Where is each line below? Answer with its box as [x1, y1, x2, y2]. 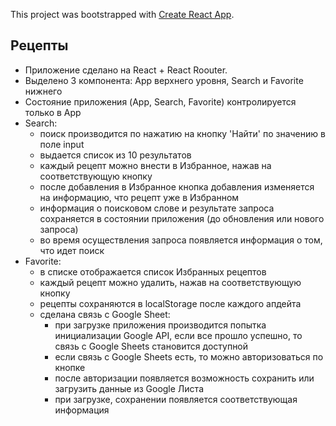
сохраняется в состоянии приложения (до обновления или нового [39, 212, 325, 224]
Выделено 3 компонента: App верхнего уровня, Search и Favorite [24, 74, 304, 86]
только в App [24, 106, 82, 118]
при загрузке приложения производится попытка [54, 319, 267, 331]
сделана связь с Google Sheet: [39, 308, 171, 320]
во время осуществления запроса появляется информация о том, [39, 234, 323, 246]
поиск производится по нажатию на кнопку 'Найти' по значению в [39, 127, 326, 139]
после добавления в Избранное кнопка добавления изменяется [39, 180, 315, 193]
